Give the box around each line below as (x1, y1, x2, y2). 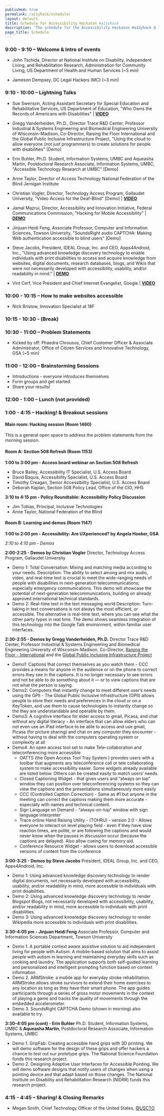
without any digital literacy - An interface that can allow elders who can (12, 718, 156, 724)
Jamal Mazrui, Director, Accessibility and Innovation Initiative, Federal (12, 205, 152, 211)
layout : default (5, 16, 38, 21)
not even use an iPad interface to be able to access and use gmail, (12, 723, 146, 729)
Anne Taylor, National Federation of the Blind (12, 509, 102, 514)
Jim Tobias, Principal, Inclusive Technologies (12, 503, 102, 509)
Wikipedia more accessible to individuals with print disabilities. (12, 919, 138, 925)
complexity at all (12, 739, 45, 745)
